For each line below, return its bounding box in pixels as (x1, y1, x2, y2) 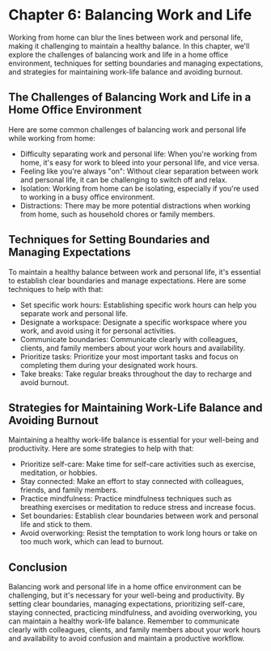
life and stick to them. (19, 520, 93, 529)
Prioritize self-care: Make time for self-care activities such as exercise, (19, 460, 256, 469)
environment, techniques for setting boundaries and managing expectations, (8, 58, 264, 68)
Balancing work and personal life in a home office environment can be (8, 582, 242, 592)
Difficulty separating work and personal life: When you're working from (19, 148, 257, 159)
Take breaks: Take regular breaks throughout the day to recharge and (19, 369, 252, 379)
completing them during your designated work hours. (19, 360, 198, 370)
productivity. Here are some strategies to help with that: (8, 443, 194, 453)
